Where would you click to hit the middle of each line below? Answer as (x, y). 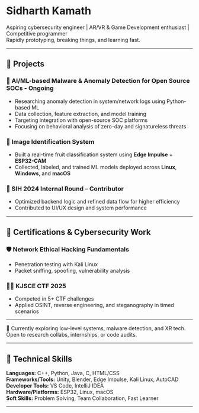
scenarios (27, 311)
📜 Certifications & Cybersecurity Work (78, 232)
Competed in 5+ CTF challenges (54, 299)
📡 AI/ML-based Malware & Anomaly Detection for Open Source (98, 81)
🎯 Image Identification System (50, 141)
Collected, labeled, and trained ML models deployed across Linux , (96, 167)
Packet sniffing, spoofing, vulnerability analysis (72, 270)
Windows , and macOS (43, 173)
